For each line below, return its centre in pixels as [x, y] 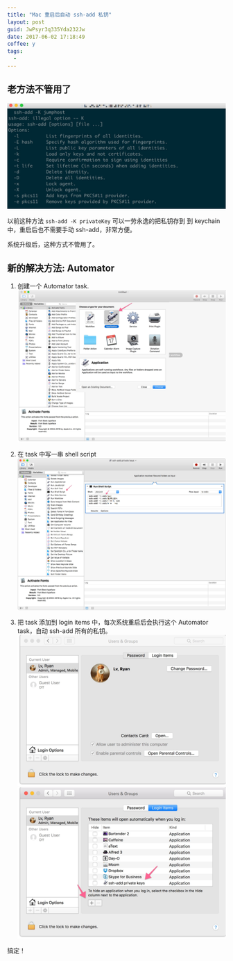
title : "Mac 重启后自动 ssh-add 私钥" [60, 15]
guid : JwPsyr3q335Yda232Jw [46, 29]
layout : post [26, 22]
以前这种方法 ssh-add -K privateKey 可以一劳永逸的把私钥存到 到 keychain [114, 221]
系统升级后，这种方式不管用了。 [53, 244]
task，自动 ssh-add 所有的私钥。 [64, 631]
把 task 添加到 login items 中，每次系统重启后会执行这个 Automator [113, 622]
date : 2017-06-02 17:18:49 [46, 37]
